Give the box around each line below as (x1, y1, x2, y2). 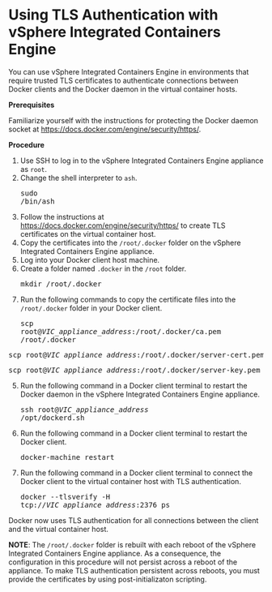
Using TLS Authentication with (8, 6, 219, 24)
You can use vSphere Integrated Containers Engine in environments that (8, 66, 249, 76)
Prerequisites (8, 100, 55, 109)
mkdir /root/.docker (19, 279, 102, 289)
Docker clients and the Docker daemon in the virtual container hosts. (8, 84, 238, 94)
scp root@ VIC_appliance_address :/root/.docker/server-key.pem (8, 365, 261, 375)
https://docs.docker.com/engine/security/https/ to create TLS (19, 221, 226, 230)
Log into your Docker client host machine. (19, 255, 160, 264)
